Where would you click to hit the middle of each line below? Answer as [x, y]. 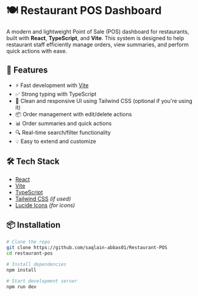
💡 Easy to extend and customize [55, 141]
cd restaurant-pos [30, 253]
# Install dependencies [37, 264]
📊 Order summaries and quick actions [63, 123]
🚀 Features [27, 70]
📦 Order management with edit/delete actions [73, 114]
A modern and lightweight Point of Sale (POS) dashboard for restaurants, [98, 31]
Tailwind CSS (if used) [43, 199]
